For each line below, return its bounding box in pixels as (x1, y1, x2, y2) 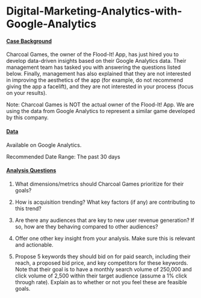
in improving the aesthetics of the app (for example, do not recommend (6, 77, 184, 84)
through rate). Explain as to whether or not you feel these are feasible (14, 278, 188, 285)
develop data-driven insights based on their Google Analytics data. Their (6, 57, 187, 65)
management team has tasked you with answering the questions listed (6, 63, 181, 71)
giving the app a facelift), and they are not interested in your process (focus (6, 83, 194, 90)
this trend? (14, 204, 42, 212)
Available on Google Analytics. (6, 141, 82, 149)
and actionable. (14, 241, 54, 248)
